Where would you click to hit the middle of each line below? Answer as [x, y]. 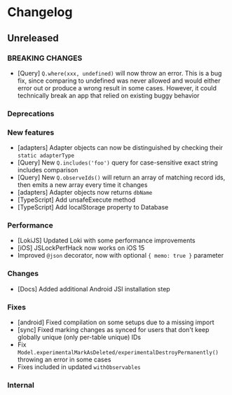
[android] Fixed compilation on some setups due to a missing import [116, 322]
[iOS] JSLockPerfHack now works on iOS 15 [81, 248]
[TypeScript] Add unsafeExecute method [76, 200]
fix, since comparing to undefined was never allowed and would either [119, 81]
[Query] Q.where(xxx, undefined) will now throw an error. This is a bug [120, 73]
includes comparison [48, 170]
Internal [21, 384]
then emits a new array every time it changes [82, 185]
